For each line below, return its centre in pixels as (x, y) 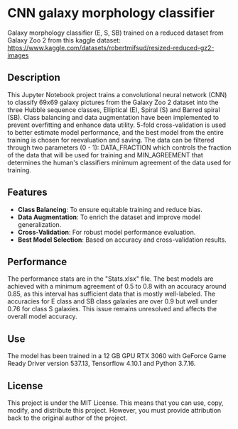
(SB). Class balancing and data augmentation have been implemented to (113, 117)
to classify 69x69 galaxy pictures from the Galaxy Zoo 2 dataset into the (113, 102)
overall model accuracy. (42, 316)
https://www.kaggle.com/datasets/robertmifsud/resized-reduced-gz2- (111, 48)
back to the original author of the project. (67, 418)
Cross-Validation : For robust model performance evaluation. (107, 232)
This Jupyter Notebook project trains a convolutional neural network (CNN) (117, 94)
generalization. (39, 224)
